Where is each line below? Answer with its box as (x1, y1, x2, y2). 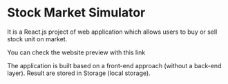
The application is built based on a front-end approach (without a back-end (7, 61, 222, 70)
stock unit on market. (7, 34, 68, 43)
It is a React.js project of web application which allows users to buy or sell (7, 28, 218, 36)
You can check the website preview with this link (7, 48, 146, 56)
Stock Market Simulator (7, 5, 146, 21)
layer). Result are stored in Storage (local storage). (7, 69, 151, 77)
